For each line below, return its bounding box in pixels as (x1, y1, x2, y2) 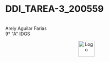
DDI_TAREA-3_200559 (5, 3, 104, 15)
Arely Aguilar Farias (5, 25, 47, 31)
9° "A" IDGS (5, 30, 30, 37)
